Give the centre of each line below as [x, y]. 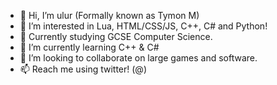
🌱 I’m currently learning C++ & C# [89, 47]
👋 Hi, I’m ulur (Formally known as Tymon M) [109, 15]
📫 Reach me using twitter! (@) [83, 69]
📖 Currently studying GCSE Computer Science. [116, 36]
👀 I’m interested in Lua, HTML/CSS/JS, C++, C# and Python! [143, 26]
